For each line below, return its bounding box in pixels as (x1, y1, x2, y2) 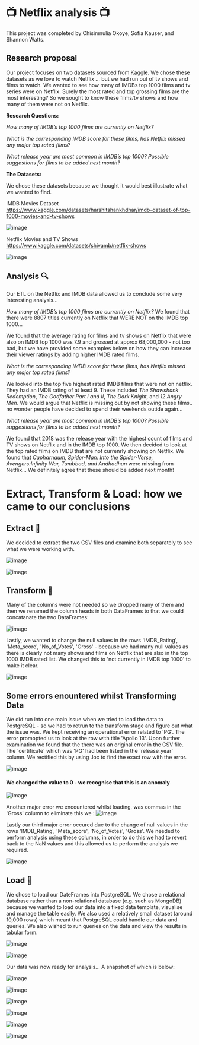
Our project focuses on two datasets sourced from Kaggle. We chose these (6, 69, 191, 76)
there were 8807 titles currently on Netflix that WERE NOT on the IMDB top (6, 314, 188, 321)
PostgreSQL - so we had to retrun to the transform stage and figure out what (6, 722, 193, 729)
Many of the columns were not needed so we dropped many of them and (6, 601, 185, 609)
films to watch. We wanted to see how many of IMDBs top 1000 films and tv (6, 81, 191, 88)
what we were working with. (6, 545, 75, 552)
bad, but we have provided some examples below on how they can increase (6, 344, 192, 351)
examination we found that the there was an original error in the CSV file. (6, 741, 184, 748)
